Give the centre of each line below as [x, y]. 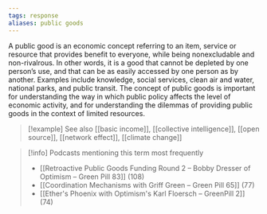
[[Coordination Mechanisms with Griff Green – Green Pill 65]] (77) [147, 185]
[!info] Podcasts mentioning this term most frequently [116, 153]
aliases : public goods [46, 23]
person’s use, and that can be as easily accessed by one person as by [124, 71]
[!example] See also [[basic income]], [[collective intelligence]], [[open [143, 129]
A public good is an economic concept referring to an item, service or [122, 45]
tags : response [33, 16]
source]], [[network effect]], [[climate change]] [105, 137]
